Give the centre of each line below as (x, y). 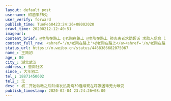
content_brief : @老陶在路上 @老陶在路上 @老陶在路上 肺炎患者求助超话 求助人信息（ (85, 39)
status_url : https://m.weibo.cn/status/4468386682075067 (67, 48)
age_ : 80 (15, 57)
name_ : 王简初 (19, 53)
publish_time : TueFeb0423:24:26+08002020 (50, 24)
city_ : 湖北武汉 (21, 62)
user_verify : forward (28, 19)
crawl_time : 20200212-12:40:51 (38, 29)
